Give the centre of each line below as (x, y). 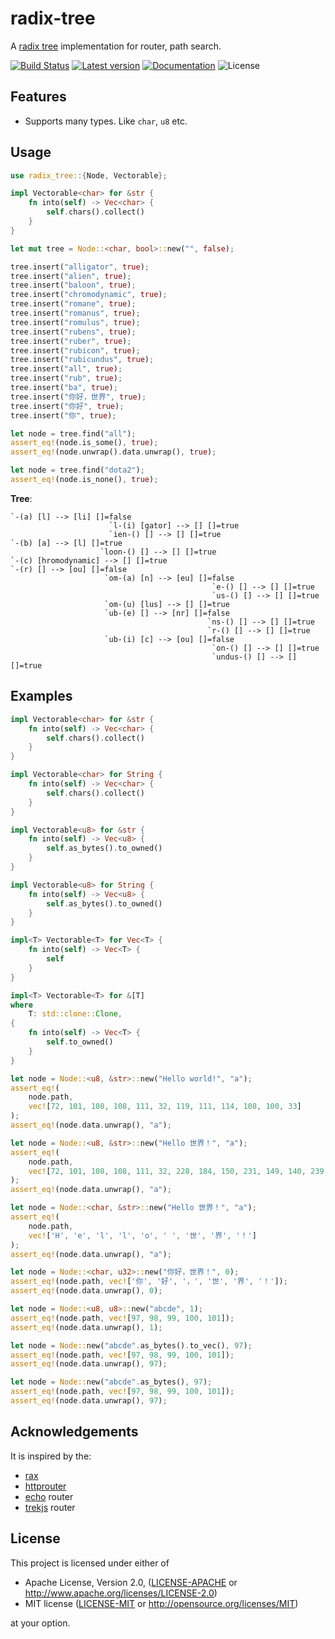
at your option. (40, 1623)
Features (38, 97)
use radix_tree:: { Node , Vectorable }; (89, 175)
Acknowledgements (74, 1432)
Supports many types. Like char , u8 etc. (106, 121)
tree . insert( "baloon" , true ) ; (73, 285)
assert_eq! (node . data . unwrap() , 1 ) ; (86, 1327)
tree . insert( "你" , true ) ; (63, 415)
